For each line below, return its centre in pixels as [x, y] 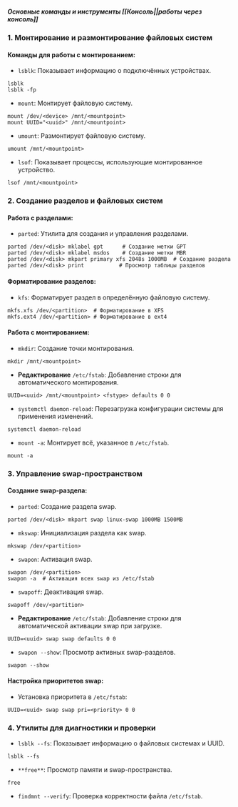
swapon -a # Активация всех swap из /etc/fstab [81, 578]
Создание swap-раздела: [47, 490]
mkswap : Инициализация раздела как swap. [82, 533]
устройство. [36, 170]
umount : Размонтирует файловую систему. [82, 136]
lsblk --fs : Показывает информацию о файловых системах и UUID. [121, 743]
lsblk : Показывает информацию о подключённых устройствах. [114, 71]
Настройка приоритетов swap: [56, 681]
